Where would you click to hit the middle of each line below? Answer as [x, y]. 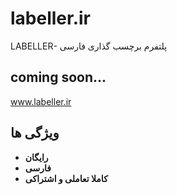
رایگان [36, 157]
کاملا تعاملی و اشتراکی [66, 178]
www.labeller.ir [41, 101]
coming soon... [58, 77]
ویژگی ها [35, 133]
